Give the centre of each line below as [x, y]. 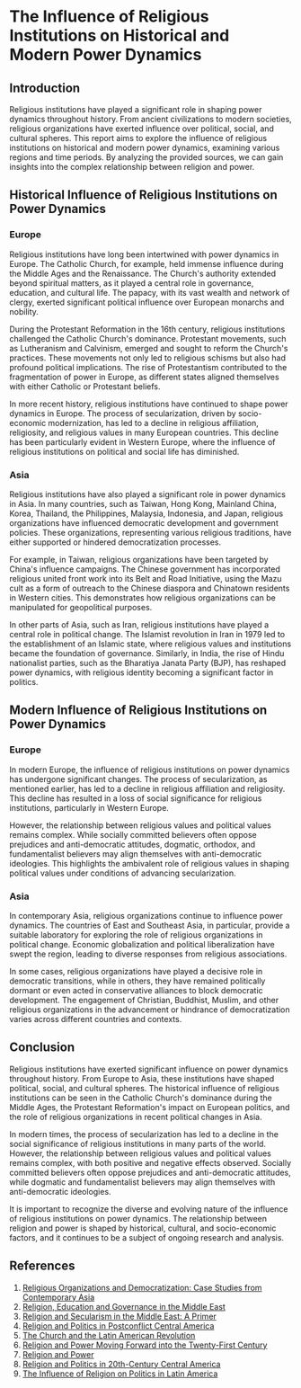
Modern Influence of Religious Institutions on [138, 711]
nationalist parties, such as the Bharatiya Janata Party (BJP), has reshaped [148, 663]
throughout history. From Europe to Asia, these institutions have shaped [142, 1078]
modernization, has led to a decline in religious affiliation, [153, 423]
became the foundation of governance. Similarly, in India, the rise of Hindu [147, 653]
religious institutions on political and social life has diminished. [124, 451]
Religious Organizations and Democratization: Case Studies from [142, 1287]
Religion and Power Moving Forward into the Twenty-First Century [145, 1345]
